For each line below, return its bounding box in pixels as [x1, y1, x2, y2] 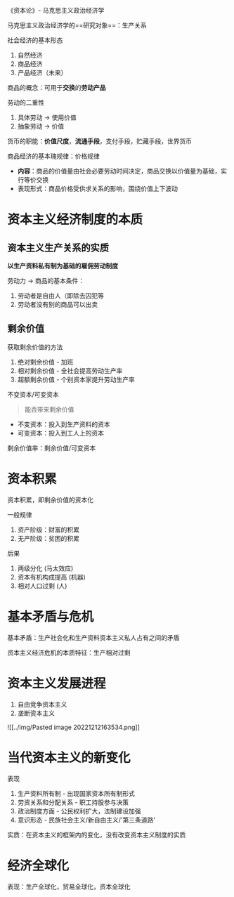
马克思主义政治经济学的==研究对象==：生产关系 [7, 21, 148, 30]
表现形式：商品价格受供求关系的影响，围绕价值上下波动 [17, 185, 178, 192]
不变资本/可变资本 [7, 390, 60, 398]
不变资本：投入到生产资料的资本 [17, 420, 110, 428]
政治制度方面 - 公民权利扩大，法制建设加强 [17, 806, 142, 815]
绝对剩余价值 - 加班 [17, 358, 74, 366]
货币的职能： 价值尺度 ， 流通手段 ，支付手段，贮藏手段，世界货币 [7, 137, 192, 145]
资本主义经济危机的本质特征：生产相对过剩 [7, 648, 131, 657]
